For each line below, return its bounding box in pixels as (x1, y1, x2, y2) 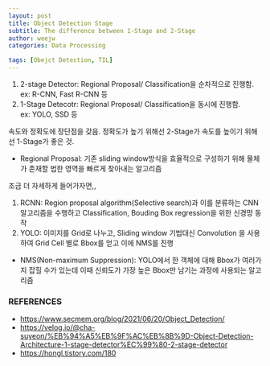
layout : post (8, 11, 52, 20)
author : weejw (8, 34, 56, 43)
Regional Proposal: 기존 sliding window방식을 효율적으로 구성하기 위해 (19, 154, 245, 163)
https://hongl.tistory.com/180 (19, 348, 117, 358)
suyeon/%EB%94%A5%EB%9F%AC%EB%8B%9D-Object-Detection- (19, 331, 254, 341)
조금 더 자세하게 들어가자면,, (8, 181, 96, 190)
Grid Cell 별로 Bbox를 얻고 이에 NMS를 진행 (35, 238, 174, 248)
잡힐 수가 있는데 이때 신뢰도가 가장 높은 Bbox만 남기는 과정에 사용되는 (28, 265, 247, 274)
